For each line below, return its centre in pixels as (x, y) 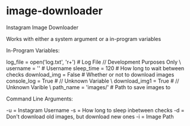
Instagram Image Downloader (42, 27)
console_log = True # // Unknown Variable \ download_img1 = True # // (93, 81)
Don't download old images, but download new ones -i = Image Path (90, 116)
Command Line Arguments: (39, 99)
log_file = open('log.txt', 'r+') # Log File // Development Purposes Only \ (94, 62)
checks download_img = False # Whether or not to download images (90, 74)
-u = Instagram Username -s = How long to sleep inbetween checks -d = (96, 110)
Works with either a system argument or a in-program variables (84, 39)
